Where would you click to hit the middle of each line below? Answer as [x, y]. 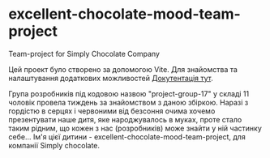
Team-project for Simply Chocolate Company [84, 53]
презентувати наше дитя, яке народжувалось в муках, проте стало [125, 119]
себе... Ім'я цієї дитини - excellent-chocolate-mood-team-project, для [127, 137]
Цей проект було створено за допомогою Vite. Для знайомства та [123, 69]
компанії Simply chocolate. [54, 145]
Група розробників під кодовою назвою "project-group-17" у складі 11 [129, 93]
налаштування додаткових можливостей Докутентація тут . [111, 78]
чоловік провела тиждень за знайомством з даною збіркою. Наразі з [129, 102]
